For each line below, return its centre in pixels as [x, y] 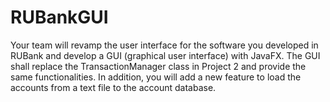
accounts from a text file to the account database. [113, 87]
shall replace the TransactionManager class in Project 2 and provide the [158, 66]
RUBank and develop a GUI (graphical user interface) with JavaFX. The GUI [165, 55]
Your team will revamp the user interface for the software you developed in [164, 45]
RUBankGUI [59, 17]
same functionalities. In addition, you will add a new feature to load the [156, 77]
